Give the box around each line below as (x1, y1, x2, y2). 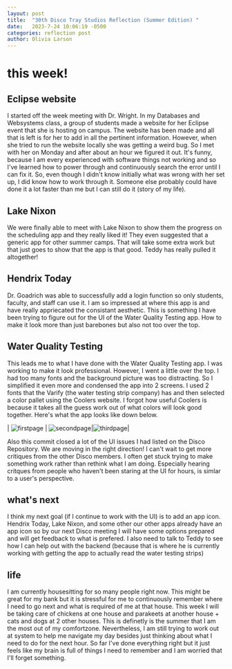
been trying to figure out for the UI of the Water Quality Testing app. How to (7, 313, 222, 322)
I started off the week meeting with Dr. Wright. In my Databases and (7, 111, 200, 120)
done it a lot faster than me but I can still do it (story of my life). (7, 185, 186, 194)
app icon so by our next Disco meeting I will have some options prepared (7, 527, 215, 535)
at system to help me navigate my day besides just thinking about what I (7, 632, 213, 640)
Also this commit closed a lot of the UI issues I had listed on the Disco (7, 437, 206, 446)
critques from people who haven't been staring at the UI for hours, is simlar (7, 466, 221, 475)
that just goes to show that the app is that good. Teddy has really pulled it (7, 245, 216, 253)
